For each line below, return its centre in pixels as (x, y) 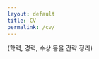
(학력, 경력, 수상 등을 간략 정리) (50, 48)
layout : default (31, 14)
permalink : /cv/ (31, 27)
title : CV (22, 21)
